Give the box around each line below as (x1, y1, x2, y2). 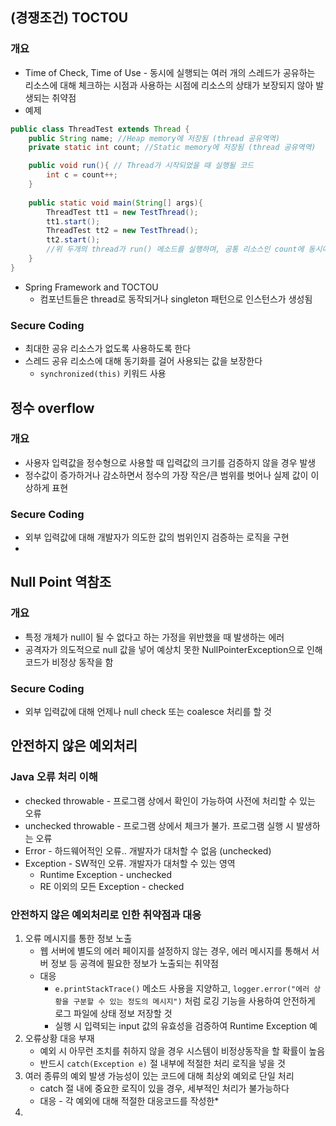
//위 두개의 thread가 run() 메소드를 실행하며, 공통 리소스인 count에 (46, 244, 305, 255)
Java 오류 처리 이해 (10, 770, 98, 784)
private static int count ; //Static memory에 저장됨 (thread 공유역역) (28, 143, 317, 153)
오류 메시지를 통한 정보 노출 (24, 933, 133, 945)
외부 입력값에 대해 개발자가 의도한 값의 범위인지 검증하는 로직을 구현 (24, 531, 290, 543)
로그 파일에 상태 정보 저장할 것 (54, 1008, 173, 1020)
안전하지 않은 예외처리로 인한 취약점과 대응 (10, 908, 202, 922)
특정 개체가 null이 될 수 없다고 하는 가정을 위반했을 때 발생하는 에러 (24, 631, 285, 643)
